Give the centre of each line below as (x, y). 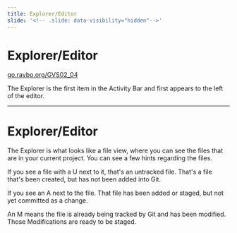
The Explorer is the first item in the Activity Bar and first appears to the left (115, 88)
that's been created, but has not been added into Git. (84, 179)
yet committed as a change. (48, 201)
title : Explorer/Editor (42, 14)
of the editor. (26, 96)
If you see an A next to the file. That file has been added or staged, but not (116, 193)
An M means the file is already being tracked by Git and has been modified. (117, 214)
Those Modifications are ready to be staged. (72, 222)
